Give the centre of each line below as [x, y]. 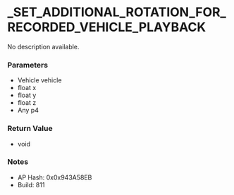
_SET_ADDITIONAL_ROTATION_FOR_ [117, 12]
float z [27, 103]
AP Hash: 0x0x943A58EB [55, 177]
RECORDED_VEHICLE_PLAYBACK [107, 27]
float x [27, 88]
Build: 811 [31, 184]
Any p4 [28, 111]
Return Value [30, 129]
